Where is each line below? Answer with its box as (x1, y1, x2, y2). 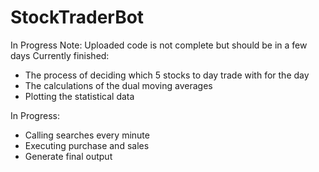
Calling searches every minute (24, 129, 150, 141)
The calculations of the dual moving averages (24, 79, 213, 91)
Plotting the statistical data (24, 90, 135, 102)
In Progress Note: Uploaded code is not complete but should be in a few (10, 39, 308, 51)
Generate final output (24, 150, 113, 162)
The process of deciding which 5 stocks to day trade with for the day (24, 69, 310, 81)
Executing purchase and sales (24, 139, 150, 151)
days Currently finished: (10, 49, 110, 61)
